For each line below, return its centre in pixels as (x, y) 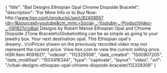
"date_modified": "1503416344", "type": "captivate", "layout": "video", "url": (83, 60)
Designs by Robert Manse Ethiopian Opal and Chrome (96, 28)
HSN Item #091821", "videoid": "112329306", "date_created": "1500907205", (84, 55)
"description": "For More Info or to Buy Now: (51, 12)
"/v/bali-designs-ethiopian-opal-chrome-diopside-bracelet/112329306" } (81, 65)
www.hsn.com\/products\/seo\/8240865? (61, 18)
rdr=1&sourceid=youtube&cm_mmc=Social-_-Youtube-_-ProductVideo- (79, 23)
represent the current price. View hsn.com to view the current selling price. (83, 49)
